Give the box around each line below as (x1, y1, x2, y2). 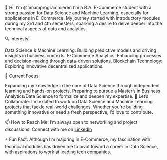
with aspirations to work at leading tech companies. (5, 149, 111, 155)
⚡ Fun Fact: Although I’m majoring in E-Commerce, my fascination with (5, 136, 151, 142)
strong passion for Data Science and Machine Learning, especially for (5, 10, 149, 16)
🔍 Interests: (5, 36, 30, 42)
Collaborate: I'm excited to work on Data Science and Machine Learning (5, 99, 153, 104)
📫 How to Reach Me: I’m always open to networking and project (5, 119, 138, 125)
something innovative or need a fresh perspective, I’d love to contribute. (5, 109, 153, 115)
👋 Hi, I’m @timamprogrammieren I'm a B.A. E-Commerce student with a (5, 5, 152, 10)
